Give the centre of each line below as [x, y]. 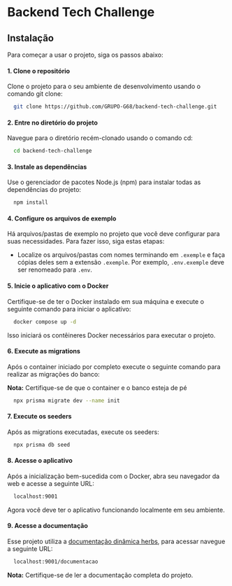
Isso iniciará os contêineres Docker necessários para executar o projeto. [111, 335]
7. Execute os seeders [39, 417]
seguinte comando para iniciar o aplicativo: [69, 309]
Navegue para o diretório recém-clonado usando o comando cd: [100, 138]
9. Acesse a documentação [48, 526]
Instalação [31, 38]
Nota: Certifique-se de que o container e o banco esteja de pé [97, 388]
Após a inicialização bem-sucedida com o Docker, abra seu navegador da [114, 476]
